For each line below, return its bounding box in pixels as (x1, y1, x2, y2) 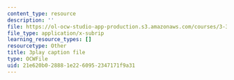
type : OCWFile (7, 56, 49, 63)
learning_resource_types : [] (7, 36, 92, 43)
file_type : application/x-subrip (7, 29, 104, 37)
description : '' (7, 17, 54, 24)
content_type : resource (7, 10, 77, 17)
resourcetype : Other (7, 42, 68, 49)
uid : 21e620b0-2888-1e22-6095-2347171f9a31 (7, 62, 136, 69)
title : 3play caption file (7, 49, 86, 56)
